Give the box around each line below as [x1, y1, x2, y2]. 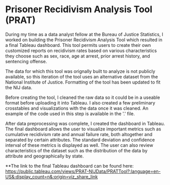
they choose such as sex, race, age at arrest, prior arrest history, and [5, 52, 150, 59]
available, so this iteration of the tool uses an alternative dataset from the [5, 73, 158, 80]
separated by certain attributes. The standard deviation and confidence [5, 137, 155, 143]
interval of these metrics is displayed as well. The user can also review [5, 142, 154, 148]
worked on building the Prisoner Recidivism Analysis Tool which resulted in [5, 37, 163, 43]
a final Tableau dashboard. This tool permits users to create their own [5, 42, 151, 48]
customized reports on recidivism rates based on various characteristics [5, 47, 157, 54]
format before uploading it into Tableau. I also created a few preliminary [5, 99, 155, 105]
